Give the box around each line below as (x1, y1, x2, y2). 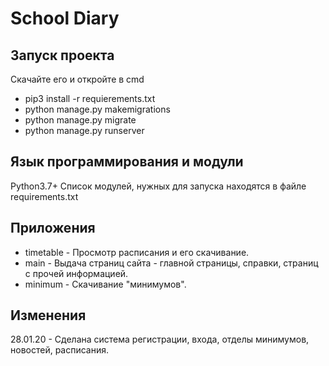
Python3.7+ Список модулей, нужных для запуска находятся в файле (10, 180, 307, 192)
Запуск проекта (10, 47, 115, 64)
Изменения (10, 307, 87, 324)
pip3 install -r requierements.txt (24, 93, 156, 104)
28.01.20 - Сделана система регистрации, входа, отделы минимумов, (10, 333, 310, 346)
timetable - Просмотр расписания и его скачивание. (24, 246, 250, 258)
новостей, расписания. (10, 344, 110, 356)
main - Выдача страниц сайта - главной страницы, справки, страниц (24, 257, 319, 269)
